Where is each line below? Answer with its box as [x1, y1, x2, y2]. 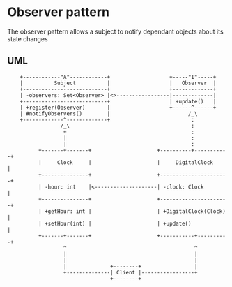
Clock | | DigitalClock [56, 159, 214, 166]
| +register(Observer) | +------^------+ [20, 104, 217, 111]
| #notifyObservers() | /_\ [20, 110, 198, 117]
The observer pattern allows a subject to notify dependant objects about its [7, 27, 224, 36]
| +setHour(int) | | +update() [38, 220, 192, 227]
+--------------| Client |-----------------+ [63, 269, 198, 276]
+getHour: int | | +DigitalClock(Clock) [44, 207, 226, 215]
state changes [7, 34, 48, 43]
